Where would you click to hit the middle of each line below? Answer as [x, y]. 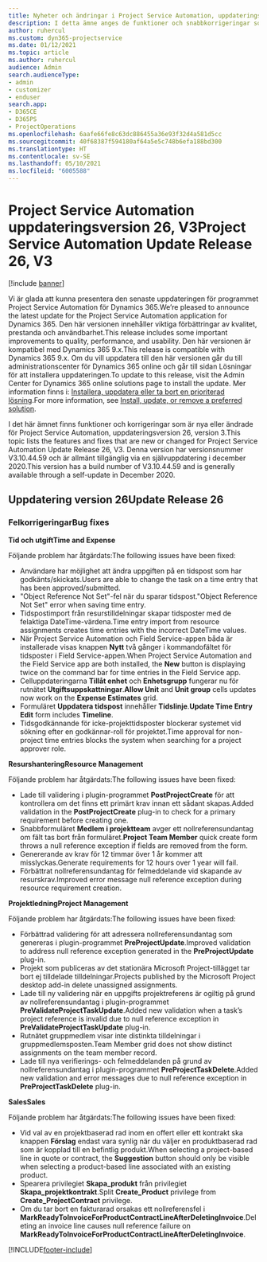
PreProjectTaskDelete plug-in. [70, 1086]
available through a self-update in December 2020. [92, 475]
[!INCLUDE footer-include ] [50, 1249]
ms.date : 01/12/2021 [43, 45]
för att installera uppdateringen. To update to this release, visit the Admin [126, 374]
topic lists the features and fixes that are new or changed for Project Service [133, 441]
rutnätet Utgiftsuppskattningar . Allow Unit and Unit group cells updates [138, 689]
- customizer [30, 90]
